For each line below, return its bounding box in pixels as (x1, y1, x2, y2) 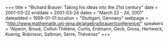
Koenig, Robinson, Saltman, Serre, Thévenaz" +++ (5, 31, 110, 37)
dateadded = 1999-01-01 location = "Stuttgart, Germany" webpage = (5, 15, 149, 21)
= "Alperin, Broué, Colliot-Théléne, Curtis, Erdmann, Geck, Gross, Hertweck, (5, 26, 163, 32)
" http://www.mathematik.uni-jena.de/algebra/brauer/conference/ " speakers (5, 20, 163, 26)
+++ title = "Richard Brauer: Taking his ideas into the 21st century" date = (5, 5, 158, 10)
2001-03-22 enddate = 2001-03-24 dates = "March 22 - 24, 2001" (5, 10, 144, 16)
